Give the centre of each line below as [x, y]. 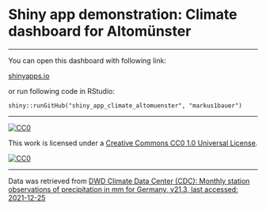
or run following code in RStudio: [61, 91]
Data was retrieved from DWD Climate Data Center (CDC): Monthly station [129, 181]
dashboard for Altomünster [100, 31]
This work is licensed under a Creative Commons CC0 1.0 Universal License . [133, 143]
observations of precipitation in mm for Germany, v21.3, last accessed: [123, 189]
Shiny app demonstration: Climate [123, 15]
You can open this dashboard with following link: [87, 60]
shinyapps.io [29, 76]
